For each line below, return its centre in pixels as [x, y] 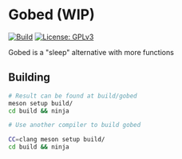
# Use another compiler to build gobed [75, 125]
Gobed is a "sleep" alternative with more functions [91, 52]
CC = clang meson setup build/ [57, 140]
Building [29, 78]
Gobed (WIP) [51, 15]
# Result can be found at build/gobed [73, 96]
